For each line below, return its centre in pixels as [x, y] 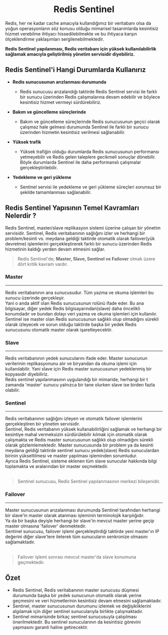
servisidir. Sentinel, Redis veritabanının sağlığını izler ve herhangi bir [75, 233]
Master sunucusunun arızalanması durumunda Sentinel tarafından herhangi [83, 510]
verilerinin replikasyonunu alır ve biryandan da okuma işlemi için [71, 363]
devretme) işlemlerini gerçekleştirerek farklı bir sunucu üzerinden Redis [79, 243]
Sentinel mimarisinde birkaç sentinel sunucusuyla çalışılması [74, 616]
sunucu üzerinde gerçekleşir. [35, 297]
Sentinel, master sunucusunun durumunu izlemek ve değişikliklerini [82, 606]
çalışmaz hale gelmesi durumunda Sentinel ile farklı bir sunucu [84, 127]
